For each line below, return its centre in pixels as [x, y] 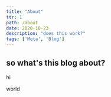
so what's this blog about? [56, 63]
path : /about [22, 22]
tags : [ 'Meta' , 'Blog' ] [35, 39]
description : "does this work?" [46, 34]
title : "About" [25, 12]
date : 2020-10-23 [27, 28]
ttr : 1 [14, 17]
